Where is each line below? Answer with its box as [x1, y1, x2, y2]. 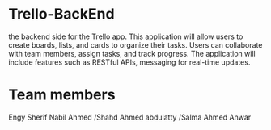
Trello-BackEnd [8, 5, 115, 23]
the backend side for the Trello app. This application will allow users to [8, 31, 243, 41]
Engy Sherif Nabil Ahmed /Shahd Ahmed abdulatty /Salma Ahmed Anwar [8, 112, 252, 122]
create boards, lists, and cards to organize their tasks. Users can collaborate [8, 40, 263, 49]
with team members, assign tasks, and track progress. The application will [8, 48, 256, 58]
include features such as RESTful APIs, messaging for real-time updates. [8, 57, 251, 67]
